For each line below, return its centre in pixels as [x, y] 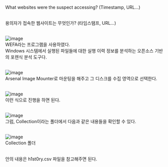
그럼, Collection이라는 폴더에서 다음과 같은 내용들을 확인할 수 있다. [71, 121]
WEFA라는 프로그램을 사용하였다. [38, 44]
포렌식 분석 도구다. [29, 57]
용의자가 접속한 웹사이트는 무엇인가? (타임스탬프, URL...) [61, 23]
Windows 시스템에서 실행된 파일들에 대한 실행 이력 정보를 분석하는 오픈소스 [79, 51]
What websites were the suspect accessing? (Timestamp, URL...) [73, 7]
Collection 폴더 [20, 143]
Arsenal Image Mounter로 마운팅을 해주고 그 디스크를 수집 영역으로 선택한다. [81, 78]
